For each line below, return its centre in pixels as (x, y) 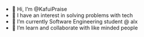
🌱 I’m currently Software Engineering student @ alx (75, 21)
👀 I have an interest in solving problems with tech (72, 15)
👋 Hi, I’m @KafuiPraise (39, 9)
